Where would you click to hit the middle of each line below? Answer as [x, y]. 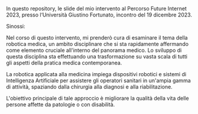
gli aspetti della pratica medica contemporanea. [64, 63]
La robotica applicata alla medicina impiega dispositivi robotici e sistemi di [96, 74]
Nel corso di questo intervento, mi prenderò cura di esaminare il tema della [97, 38]
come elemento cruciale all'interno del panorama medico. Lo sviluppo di [94, 50]
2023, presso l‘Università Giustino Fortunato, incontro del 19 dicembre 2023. [99, 15]
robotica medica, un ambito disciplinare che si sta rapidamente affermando [98, 44]
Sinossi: [16, 26]
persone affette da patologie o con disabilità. [61, 105]
